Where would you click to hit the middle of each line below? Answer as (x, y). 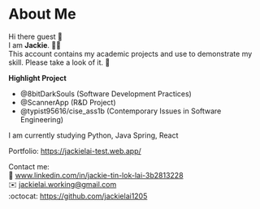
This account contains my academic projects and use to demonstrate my (130, 53)
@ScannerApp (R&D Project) (68, 102)
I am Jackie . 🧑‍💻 (35, 45)
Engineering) (41, 119)
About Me (42, 14)
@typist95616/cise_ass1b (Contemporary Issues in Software (121, 111)
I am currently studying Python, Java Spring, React (93, 135)
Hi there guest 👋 (36, 36)
